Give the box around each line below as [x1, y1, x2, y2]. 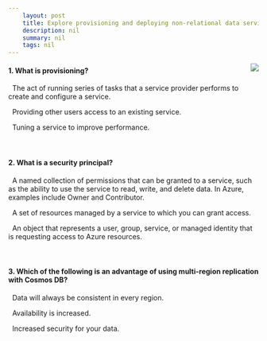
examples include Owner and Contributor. [8, 192, 145, 202]
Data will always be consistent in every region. [11, 293, 164, 302]
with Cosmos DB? [8, 275, 68, 285]
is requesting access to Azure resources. [8, 231, 143, 241]
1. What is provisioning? [8, 65, 89, 76]
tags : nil [22, 41, 56, 49]
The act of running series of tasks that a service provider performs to [11, 83, 239, 93]
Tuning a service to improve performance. [11, 122, 150, 132]
